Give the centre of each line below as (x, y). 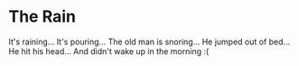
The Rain (42, 17)
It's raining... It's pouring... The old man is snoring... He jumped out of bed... (149, 42)
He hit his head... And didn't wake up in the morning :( (109, 51)
